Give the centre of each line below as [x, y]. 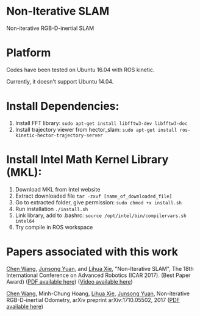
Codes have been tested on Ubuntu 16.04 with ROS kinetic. [80, 70]
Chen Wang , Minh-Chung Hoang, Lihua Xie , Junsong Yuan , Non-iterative [98, 293]
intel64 [25, 221]
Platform [29, 53]
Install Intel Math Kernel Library [87, 159]
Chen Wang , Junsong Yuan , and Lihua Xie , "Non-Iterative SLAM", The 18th [100, 268]
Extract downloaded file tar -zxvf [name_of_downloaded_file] [94, 196]
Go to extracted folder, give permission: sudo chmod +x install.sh [98, 202]
